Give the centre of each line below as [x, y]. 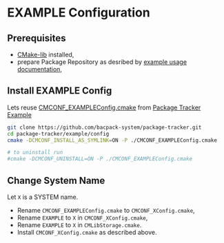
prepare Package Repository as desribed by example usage [102, 62]
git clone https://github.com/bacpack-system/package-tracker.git [104, 127]
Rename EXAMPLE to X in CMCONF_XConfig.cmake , [82, 218]
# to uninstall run [35, 153]
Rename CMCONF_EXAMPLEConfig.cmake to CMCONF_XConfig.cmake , [106, 210]
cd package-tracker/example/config [58, 134]
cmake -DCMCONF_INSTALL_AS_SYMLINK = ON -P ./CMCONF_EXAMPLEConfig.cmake [112, 140]
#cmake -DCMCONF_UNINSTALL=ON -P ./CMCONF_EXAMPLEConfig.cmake [100, 159]
